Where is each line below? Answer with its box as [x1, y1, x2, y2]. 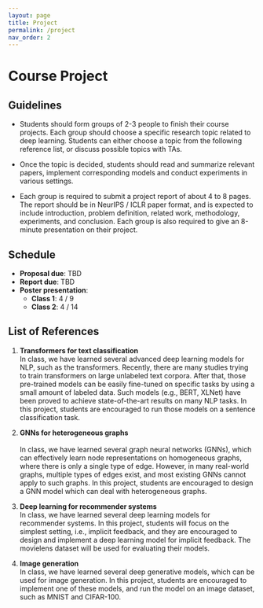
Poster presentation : [19, 286, 89, 295]
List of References [8, 325, 100, 338]
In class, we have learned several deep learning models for [19, 510, 210, 519]
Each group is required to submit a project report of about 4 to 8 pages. [19, 192, 251, 201]
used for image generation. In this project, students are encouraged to [19, 575, 247, 584]
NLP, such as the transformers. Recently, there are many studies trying [19, 363, 249, 372]
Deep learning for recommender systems [19, 501, 157, 511]
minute [19, 225, 42, 234]
